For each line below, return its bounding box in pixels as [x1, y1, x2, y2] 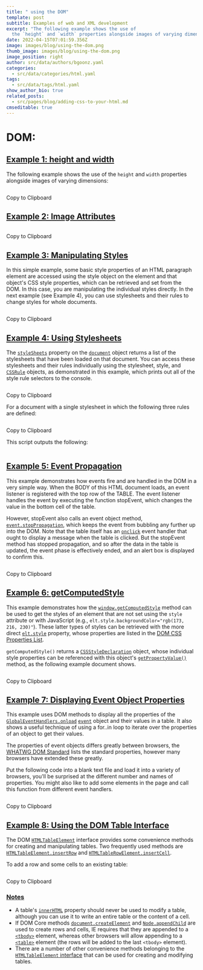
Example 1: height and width [6, 155, 115, 165]
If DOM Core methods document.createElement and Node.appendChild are [14, 919, 196, 926]
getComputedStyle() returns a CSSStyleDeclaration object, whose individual [6, 647, 194, 655]
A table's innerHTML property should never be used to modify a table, [14, 907, 186, 914]
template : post [6, 15, 45, 21]
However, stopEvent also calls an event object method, [6, 514, 143, 522]
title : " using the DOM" [6, 8, 69, 15]
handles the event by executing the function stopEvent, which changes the [6, 496, 192, 503]
